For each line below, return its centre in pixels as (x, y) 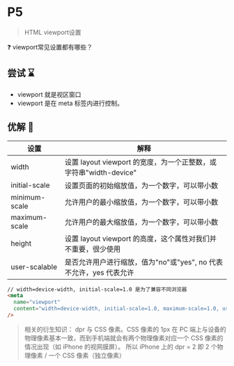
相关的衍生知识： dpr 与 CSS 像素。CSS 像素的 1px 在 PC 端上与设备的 (125, 329)
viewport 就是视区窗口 (49, 94)
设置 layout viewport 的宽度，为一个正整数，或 (141, 162)
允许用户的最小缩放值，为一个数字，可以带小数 (142, 202)
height (21, 243)
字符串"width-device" (101, 173)
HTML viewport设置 (53, 32)
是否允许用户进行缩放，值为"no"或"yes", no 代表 (144, 262)
